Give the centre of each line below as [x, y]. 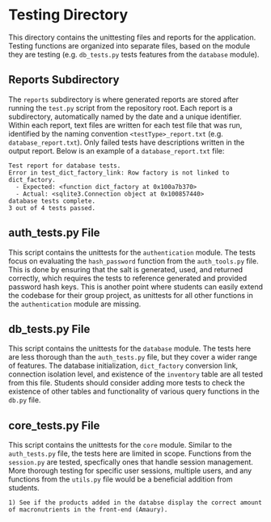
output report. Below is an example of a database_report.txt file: [116, 150]
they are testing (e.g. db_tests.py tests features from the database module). [134, 54]
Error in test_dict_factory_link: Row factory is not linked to [119, 173]
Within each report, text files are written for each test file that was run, [125, 125]
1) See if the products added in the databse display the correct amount [135, 503]
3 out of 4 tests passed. [52, 208]
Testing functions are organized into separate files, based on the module [129, 45]
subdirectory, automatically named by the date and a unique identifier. [125, 116]
